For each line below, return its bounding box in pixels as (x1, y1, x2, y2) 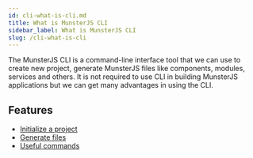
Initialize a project (19, 124, 78, 134)
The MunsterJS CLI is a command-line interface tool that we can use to (8, 55, 241, 65)
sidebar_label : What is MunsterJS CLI (8, 26, 136, 34)
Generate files (19, 133, 67, 142)
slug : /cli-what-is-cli (8, 33, 87, 42)
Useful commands (19, 141, 80, 151)
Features (8, 103, 53, 117)
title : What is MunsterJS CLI (8, 19, 109, 27)
